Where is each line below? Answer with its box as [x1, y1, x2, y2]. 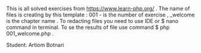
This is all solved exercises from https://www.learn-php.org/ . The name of [6, 5, 190, 12]
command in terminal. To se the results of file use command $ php [6, 24, 170, 31]
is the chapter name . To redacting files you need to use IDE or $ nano [6, 18, 179, 24]
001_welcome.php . [6, 30, 54, 37]
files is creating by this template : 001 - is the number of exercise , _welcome [6, 11, 195, 18]
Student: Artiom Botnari [6, 41, 65, 48]
